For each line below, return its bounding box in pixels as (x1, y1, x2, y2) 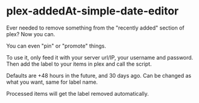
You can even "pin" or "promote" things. (6, 42, 107, 49)
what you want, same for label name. (6, 78, 98, 86)
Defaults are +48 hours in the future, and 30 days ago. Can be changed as (6, 72, 192, 79)
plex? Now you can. (6, 30, 55, 37)
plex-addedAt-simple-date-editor (6, 4, 179, 18)
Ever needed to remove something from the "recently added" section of (6, 24, 185, 31)
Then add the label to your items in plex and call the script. (6, 60, 152, 67)
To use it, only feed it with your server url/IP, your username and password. (6, 54, 194, 61)
